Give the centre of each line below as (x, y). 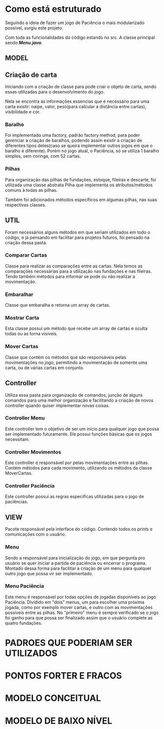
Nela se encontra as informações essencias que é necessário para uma (77, 101)
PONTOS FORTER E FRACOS (64, 676)
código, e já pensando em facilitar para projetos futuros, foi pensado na (77, 237)
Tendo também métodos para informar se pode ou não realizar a (70, 276)
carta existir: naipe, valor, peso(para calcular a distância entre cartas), (76, 107)
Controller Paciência (30, 486)
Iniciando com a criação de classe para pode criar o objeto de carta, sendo (81, 87)
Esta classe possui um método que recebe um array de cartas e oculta (76, 328)
